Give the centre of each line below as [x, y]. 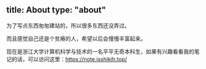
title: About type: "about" [56, 10]
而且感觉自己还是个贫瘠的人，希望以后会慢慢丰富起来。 [76, 38]
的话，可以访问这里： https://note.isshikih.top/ [69, 59]
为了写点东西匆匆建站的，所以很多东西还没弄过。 [68, 25]
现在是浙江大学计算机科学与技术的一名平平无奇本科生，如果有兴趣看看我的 [100, 51]
